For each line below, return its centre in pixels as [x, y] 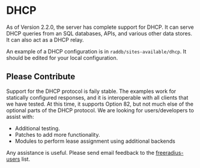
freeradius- [170, 152]
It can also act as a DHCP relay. [45, 40]
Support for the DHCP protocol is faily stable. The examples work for [91, 91]
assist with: [20, 116]
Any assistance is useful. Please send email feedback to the [80, 152]
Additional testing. [37, 128]
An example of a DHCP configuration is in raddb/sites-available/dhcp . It [96, 51]
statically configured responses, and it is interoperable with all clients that [97, 97]
